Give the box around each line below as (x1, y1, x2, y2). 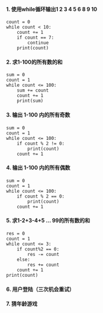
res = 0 (6, 231, 25, 237)
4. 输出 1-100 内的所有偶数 (6, 164, 70, 171)
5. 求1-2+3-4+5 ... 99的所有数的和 (6, 217, 91, 224)
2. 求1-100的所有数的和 (6, 58, 63, 65)
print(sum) (17, 98, 44, 104)
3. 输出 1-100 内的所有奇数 (6, 111, 70, 118)
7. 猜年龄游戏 (6, 301, 37, 308)
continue (27, 40, 49, 46)
